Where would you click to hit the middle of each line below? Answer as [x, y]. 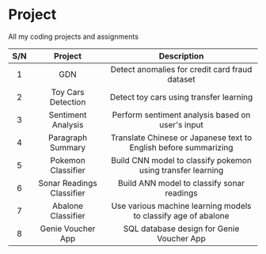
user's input [181, 124]
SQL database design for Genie [181, 229]
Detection [68, 102]
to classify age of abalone [181, 215]
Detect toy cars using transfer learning [181, 97]
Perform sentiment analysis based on [181, 115]
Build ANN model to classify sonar [181, 183]
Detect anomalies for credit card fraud [181, 69]
